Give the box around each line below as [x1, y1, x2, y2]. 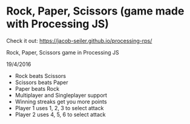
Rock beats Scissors [15, 72, 67, 79]
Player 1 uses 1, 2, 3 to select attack [15, 104, 104, 111]
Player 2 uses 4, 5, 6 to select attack [15, 111, 106, 118]
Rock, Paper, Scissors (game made [6, 4, 185, 18]
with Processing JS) [6, 17, 109, 31]
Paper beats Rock [15, 85, 59, 92]
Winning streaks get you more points [15, 98, 107, 105]
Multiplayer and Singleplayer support [15, 91, 108, 99]
